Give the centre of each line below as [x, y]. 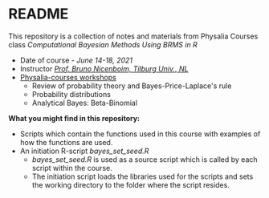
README [39, 14]
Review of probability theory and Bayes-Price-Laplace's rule [132, 86]
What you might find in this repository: [74, 118]
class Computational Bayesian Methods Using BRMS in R [103, 44]
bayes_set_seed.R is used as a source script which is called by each [145, 159]
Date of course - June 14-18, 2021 [76, 60]
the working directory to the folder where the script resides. [131, 184]
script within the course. [72, 168]
